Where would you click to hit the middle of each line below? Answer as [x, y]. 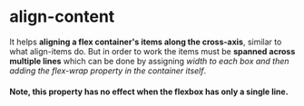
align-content [62, 17]
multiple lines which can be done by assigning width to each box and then [149, 61]
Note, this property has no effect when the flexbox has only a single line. [149, 92]
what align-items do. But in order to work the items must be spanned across [152, 51]
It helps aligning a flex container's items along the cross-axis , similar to [146, 42]
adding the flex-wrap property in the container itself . [108, 71]
